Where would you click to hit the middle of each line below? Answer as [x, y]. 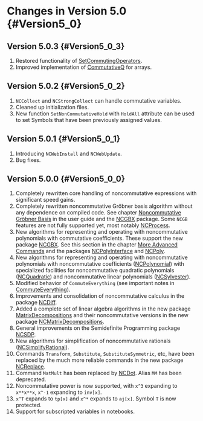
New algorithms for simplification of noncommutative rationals [93, 341]
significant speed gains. [45, 200]
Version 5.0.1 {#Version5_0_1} [63, 139]
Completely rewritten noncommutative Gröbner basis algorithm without [104, 206]
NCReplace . [31, 367]
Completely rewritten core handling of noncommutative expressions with [106, 193]
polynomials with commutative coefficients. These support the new [99, 238]
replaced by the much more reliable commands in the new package [99, 360]
